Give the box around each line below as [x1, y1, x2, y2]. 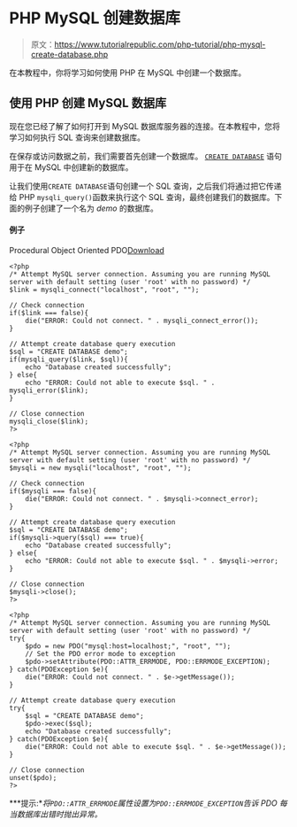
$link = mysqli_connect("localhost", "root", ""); [9, 285, 200, 294]
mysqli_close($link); [9, 417, 89, 426]
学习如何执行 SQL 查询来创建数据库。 [9, 132, 146, 143]
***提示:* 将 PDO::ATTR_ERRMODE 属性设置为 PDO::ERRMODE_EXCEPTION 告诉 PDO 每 [9, 798, 287, 808]
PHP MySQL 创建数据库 [9, 8, 181, 28]
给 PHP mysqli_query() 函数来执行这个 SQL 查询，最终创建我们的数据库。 [9, 191, 275, 202]
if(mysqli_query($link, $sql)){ [9, 355, 128, 364]
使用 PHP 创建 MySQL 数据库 [9, 96, 167, 111]
